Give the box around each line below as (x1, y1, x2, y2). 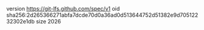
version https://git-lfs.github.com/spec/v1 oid (6, 5, 120, 12)
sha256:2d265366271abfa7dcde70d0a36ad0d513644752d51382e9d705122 (6, 11, 199, 19)
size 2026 (35, 18, 61, 25)
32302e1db (6, 18, 35, 25)
